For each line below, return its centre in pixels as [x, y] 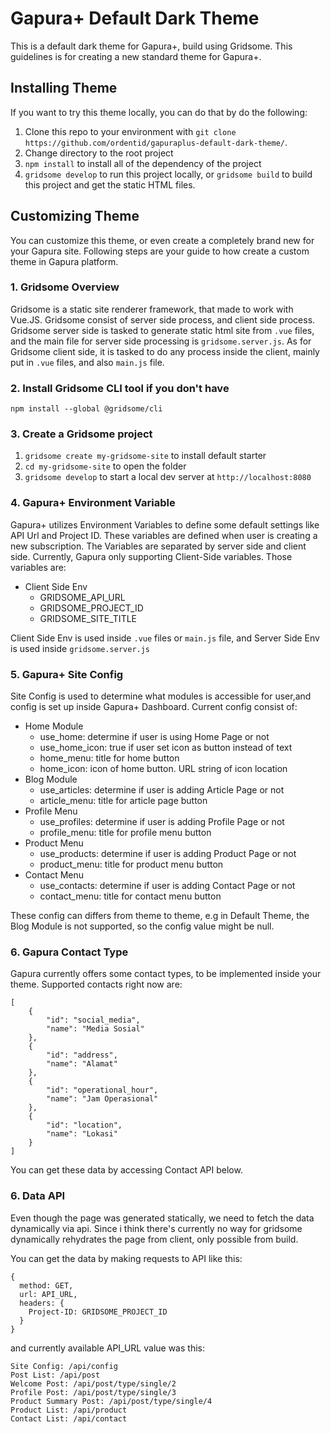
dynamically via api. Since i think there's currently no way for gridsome [156, 1228]
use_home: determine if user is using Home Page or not [154, 737]
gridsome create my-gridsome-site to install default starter [145, 456]
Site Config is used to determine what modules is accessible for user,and [161, 696]
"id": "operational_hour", [102, 1090]
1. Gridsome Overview [65, 287]
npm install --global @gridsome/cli [86, 409]
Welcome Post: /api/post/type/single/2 [93, 1383]
